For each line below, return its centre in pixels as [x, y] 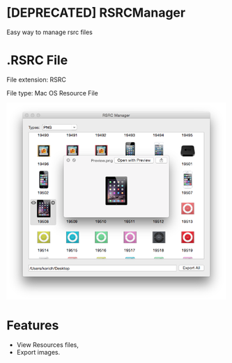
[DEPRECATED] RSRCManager [96, 13]
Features [33, 326]
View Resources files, [48, 345]
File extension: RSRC [37, 79]
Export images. [38, 353]
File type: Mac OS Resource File [53, 93]
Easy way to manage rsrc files [50, 32]
